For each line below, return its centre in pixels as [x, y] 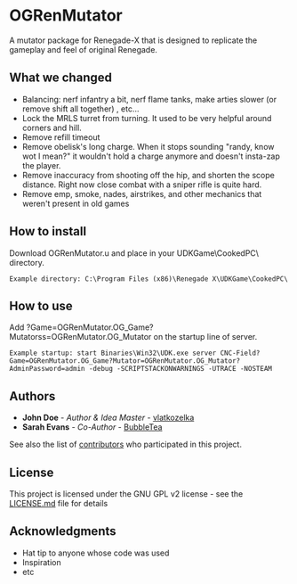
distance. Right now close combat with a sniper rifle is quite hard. [142, 185]
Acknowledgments [63, 531]
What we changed [61, 78]
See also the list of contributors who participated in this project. [126, 444]
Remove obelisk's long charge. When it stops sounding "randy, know [148, 146]
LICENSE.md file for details [59, 503]
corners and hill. [52, 127]
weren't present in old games [76, 203]
